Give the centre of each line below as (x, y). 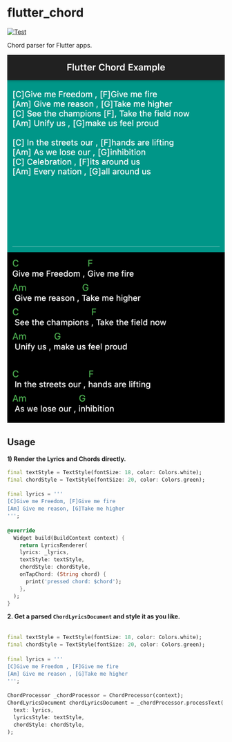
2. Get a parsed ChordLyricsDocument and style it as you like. (94, 616)
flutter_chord (46, 13)
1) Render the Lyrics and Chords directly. (67, 459)
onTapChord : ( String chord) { (63, 574)
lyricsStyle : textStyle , (49, 717)
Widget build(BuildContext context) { (69, 538)
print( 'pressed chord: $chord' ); (74, 581)
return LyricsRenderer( (54, 545)
